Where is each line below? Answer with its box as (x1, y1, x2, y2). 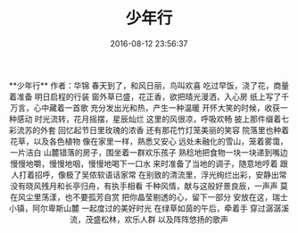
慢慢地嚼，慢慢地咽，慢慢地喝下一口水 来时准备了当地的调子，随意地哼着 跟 (10, 158, 288, 169)
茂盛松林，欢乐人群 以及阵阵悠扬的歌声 (85, 213, 228, 224)
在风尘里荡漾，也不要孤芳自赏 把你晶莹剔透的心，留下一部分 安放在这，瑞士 (10, 191, 288, 202)
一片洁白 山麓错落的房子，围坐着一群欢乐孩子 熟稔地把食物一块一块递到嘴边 (10, 146, 288, 157)
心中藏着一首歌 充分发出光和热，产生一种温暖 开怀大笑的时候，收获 (33, 102, 280, 112)
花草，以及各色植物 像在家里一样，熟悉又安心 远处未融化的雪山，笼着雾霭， (10, 136, 288, 146)
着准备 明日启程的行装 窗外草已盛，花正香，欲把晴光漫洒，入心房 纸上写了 (9, 91, 282, 102)
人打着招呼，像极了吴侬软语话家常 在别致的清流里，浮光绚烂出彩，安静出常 (11, 169, 287, 179)
